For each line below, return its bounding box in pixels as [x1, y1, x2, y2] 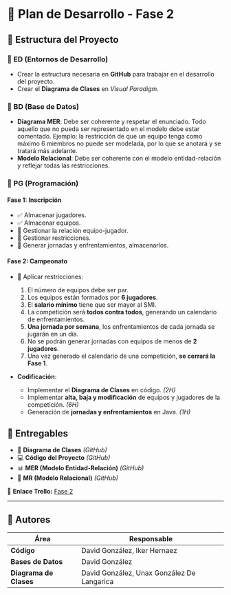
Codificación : [16, 372, 57, 381]
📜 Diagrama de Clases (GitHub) [16, 446, 108, 454]
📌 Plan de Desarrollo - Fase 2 [7, 6, 174, 22]
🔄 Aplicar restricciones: [16, 272, 84, 281]
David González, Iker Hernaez [81, 546, 177, 556]
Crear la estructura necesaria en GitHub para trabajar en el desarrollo [16, 70, 214, 78]
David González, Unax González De [81, 568, 196, 578]
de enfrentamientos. [27, 315, 85, 323]
